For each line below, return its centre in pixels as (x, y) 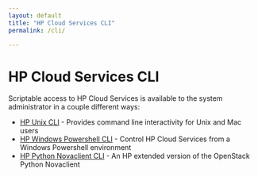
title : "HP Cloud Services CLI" (62, 23)
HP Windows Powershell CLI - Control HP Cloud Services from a (125, 139)
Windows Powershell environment (75, 148)
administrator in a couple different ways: (74, 107)
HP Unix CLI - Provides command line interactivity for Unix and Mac (131, 122)
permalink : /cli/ (37, 30)
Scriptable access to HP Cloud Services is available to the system (116, 98)
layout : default (35, 15)
